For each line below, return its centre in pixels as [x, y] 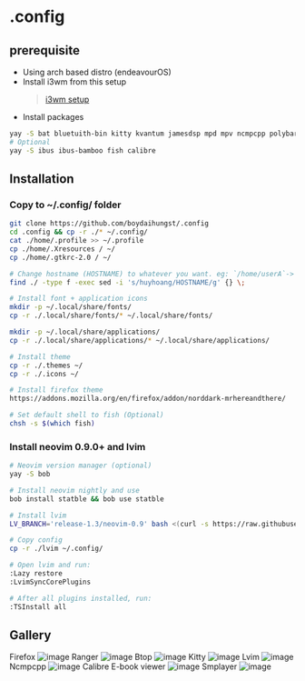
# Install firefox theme [56, 390]
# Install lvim [38, 516]
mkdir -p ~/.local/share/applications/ [85, 332]
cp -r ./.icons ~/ [44, 374]
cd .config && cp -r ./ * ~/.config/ [79, 232]
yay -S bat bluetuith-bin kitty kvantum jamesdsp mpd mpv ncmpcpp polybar [154, 134]
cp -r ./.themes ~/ [46, 366]
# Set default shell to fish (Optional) [87, 416]
